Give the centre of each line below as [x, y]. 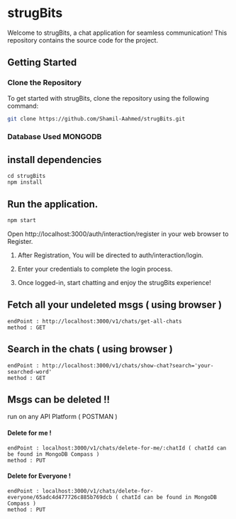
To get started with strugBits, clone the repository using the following [108, 98]
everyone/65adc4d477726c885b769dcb [60, 497]
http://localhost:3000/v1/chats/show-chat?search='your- [128, 365]
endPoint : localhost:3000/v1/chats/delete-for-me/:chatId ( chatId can [117, 448]
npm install [25, 182]
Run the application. [53, 204]
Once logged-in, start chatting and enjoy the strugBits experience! [114, 282]
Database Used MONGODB [55, 137]
